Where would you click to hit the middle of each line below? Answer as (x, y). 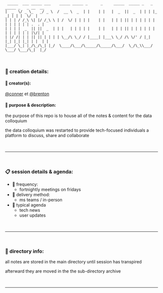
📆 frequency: (25, 184)
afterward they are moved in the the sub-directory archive (63, 271)
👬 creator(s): (18, 83)
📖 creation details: (27, 71)
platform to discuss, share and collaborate (47, 136)
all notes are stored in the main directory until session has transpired (73, 261)
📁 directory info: (24, 251)
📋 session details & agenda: (39, 172)
